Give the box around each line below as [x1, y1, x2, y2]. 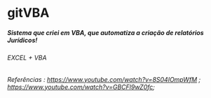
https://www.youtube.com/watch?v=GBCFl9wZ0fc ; [7, 83, 156, 91]
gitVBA [7, 5, 50, 21]
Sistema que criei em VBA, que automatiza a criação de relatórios [7, 28, 205, 36]
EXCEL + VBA [7, 54, 47, 62]
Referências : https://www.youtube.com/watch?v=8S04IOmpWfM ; [7, 75, 201, 83]
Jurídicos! [7, 36, 38, 44]
